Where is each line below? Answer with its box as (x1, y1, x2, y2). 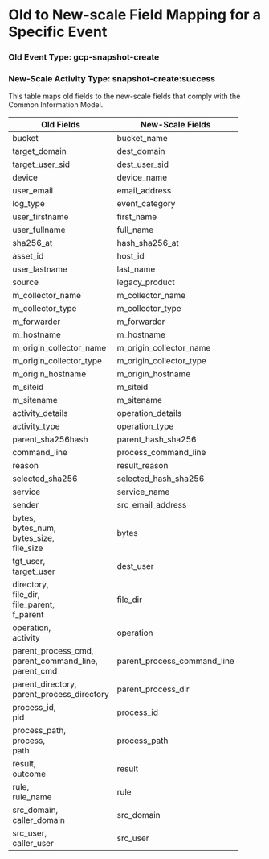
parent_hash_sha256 (116, 434, 197, 445)
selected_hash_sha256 (116, 473, 205, 484)
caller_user (12, 838, 54, 849)
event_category (116, 198, 176, 210)
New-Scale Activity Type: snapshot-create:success (8, 73, 215, 85)
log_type (12, 198, 46, 210)
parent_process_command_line (116, 655, 234, 666)
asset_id (12, 251, 44, 262)
